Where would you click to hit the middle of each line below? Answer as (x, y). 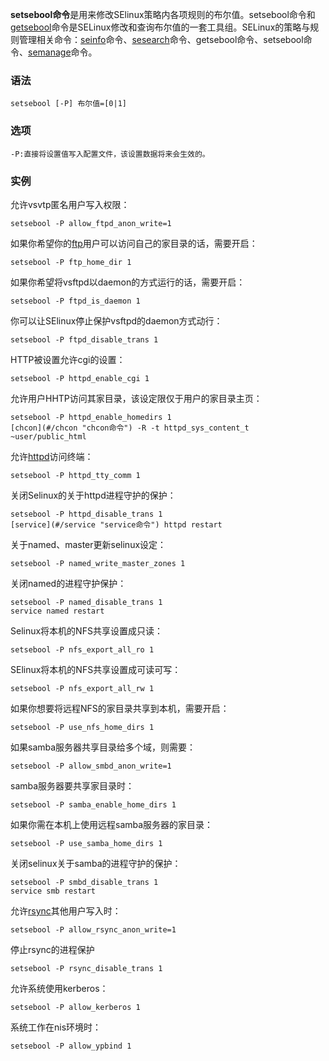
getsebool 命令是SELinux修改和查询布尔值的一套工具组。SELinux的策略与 (160, 27)
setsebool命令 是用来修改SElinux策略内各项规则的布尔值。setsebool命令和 (163, 14)
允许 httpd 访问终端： (52, 456)
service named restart (57, 611)
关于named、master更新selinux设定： (88, 544)
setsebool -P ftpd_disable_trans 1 (84, 339)
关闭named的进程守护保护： (68, 583)
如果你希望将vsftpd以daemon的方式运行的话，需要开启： (128, 282)
